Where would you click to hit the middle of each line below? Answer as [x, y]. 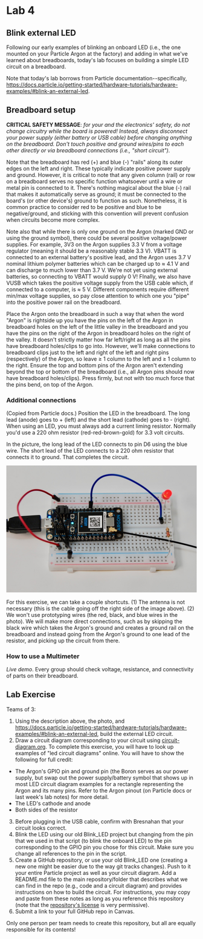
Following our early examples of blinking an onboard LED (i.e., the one [94, 47]
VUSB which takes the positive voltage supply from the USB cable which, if [100, 283]
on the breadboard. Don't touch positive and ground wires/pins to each [95, 144]
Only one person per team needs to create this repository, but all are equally [101, 923]
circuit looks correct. [41, 828]
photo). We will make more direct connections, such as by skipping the [94, 621]
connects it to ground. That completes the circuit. [68, 457]
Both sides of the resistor [46, 810]
